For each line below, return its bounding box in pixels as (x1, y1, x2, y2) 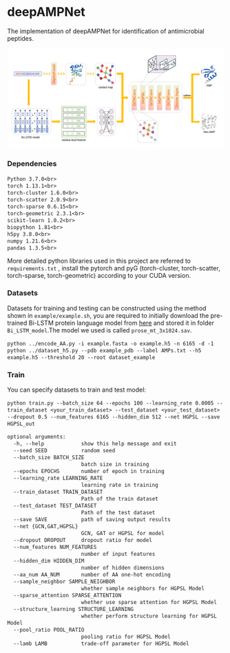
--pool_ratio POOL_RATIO (13, 627, 85, 634)
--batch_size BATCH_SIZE (13, 454, 85, 461)
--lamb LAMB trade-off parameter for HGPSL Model (13, 641, 189, 647)
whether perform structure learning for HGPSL (81, 613, 217, 620)
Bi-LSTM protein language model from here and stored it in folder (28, 319, 215, 327)
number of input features (81, 551, 156, 558)
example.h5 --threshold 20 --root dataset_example (7, 354, 156, 361)
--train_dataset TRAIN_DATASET (13, 489, 103, 496)
